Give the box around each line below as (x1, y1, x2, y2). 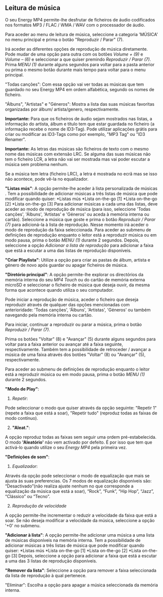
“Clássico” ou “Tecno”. (5, 493, 50, 499)
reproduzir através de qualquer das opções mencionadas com (5, 301, 130, 307)
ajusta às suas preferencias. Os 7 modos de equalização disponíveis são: (5, 478, 152, 484)
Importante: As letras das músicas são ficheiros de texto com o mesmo (5, 146, 149, 151)
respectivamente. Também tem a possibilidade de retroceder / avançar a (5, 346, 151, 352)
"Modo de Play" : (5, 386, 39, 392)
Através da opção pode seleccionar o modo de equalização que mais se (5, 472, 150, 479)
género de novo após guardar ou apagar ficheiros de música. (5, 262, 128, 268)
